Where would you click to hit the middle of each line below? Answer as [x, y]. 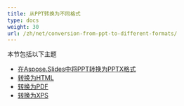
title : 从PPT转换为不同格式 [44, 14]
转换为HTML [35, 78]
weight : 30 [23, 27]
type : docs [23, 20]
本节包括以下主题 [32, 54]
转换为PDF [33, 87]
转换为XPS [33, 95]
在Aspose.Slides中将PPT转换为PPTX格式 [77, 69]
